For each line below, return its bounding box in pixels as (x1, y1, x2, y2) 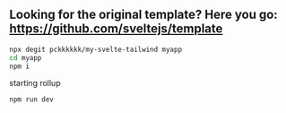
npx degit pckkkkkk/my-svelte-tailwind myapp (9, 45, 182, 54)
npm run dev (9, 95, 54, 104)
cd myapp (9, 53, 42, 62)
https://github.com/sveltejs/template (9, 22, 223, 37)
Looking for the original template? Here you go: (9, 7, 278, 22)
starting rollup (9, 78, 61, 89)
